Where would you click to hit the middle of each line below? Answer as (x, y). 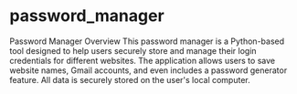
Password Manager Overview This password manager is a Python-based (147, 41)
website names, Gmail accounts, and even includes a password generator (148, 70)
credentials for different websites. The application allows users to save (143, 60)
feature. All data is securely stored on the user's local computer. (130, 79)
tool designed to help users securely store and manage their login (133, 50)
